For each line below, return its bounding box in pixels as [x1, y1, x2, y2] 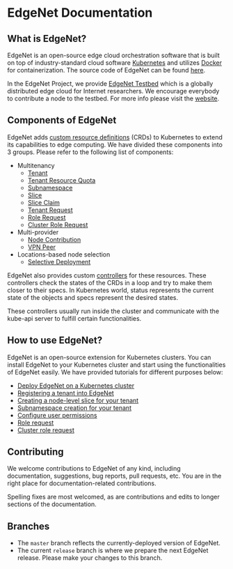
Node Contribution [27, 235, 81, 243]
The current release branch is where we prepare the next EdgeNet [17, 546, 209, 555]
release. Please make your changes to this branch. [17, 554, 163, 562]
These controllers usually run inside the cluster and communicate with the [7, 307, 220, 315]
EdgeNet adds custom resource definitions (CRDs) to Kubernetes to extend [7, 132, 223, 141]
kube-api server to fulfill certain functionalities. [7, 314, 142, 322]
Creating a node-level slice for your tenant [17, 396, 139, 404]
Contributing [7, 446, 64, 458]
